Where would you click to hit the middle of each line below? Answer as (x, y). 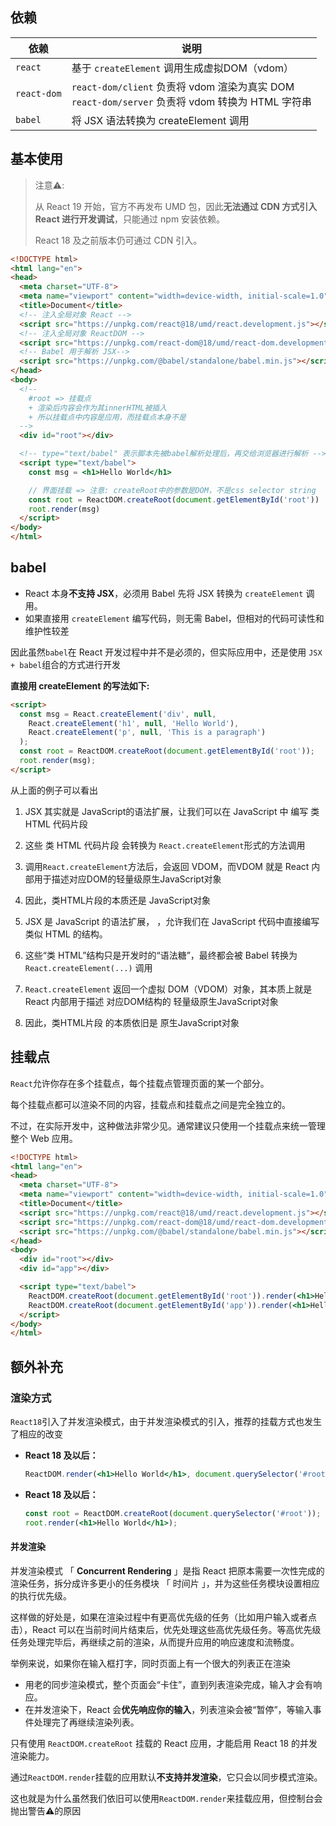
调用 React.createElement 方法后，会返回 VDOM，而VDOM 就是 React (167, 866)
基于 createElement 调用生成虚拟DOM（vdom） (183, 68)
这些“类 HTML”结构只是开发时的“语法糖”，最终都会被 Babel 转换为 (161, 955)
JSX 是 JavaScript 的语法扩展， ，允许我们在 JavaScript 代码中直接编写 (172, 921)
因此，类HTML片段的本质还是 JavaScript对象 (117, 900)
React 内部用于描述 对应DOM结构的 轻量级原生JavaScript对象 (151, 1001)
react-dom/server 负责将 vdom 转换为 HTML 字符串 (191, 101)
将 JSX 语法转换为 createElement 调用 (160, 120)
